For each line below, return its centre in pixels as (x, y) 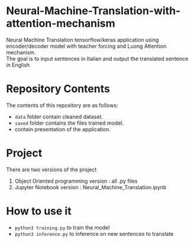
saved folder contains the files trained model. (69, 123)
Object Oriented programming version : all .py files (76, 181)
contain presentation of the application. (63, 129)
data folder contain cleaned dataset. (59, 116)
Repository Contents (58, 89)
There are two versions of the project (51, 169)
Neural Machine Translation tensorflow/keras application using (83, 40)
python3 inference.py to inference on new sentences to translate (94, 234)
